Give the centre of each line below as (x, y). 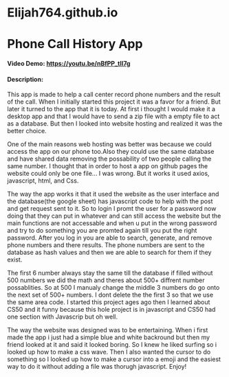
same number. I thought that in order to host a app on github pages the (108, 166)
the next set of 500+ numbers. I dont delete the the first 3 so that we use (110, 295)
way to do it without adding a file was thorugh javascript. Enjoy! (97, 367)
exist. (15, 260)
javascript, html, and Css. (43, 181)
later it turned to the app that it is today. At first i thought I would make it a (111, 109)
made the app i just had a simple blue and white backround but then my (109, 337)
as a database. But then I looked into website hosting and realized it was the (115, 124)
